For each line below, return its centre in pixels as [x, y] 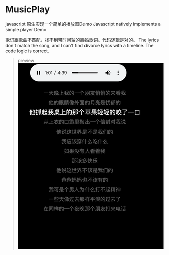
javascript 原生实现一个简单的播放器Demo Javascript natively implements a [83, 24]
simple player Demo [26, 29]
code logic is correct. [27, 51]
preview [26, 60]
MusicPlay [28, 9]
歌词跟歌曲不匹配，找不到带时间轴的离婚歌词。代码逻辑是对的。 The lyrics [82, 40]
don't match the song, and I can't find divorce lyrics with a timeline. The [80, 45]
